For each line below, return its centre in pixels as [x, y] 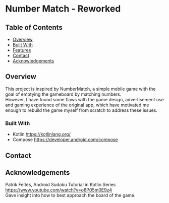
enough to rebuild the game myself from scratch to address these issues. [81, 110]
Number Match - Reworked [63, 9]
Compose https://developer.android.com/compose [65, 140]
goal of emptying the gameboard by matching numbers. [63, 94]
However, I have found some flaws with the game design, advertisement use [84, 99]
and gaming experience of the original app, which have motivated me [77, 105]
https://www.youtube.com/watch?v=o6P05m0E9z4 [59, 190]
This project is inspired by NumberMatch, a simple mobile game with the [80, 89]
